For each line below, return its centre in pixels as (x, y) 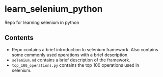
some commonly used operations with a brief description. (70, 55)
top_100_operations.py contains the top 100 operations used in (75, 65)
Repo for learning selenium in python (42, 22)
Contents (19, 38)
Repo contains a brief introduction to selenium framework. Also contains (85, 49)
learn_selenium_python (54, 9)
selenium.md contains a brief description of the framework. (71, 60)
